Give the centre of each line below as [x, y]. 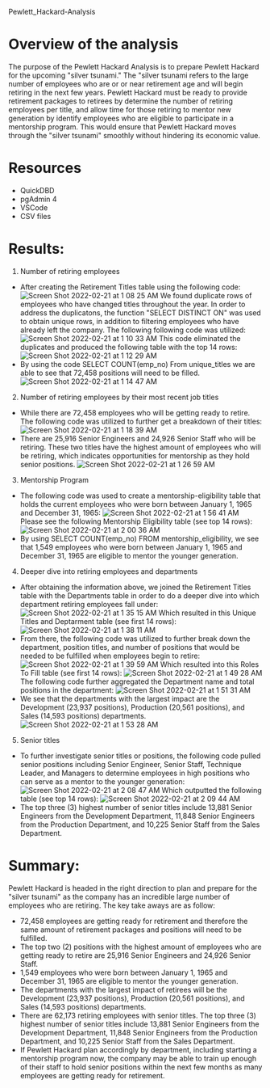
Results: [36, 249]
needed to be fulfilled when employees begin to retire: [110, 656]
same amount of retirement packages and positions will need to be [131, 930]
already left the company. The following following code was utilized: [133, 330]
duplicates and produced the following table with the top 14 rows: [129, 347]
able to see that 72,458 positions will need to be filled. [110, 373]
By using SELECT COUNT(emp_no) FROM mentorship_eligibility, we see [139, 538]
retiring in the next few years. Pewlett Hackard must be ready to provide [128, 92]
